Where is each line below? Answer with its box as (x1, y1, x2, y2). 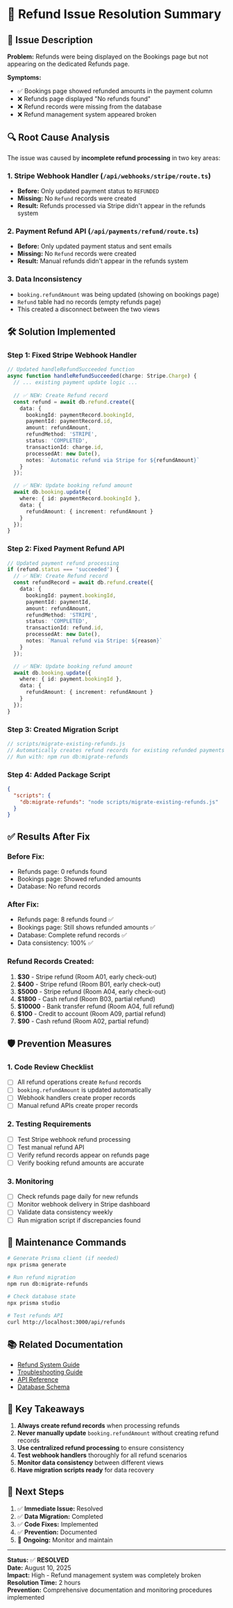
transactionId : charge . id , (25, 443, 104, 451)
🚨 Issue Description (7, 34, 94, 46)
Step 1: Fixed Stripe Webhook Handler (7, 351, 137, 360)
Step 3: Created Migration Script (7, 724, 119, 734)
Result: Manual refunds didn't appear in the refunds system (17, 257, 189, 265)
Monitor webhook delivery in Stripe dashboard (17, 1200, 150, 1209)
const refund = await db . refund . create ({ (13, 398, 135, 406)
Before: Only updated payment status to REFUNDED (17, 187, 159, 196)
